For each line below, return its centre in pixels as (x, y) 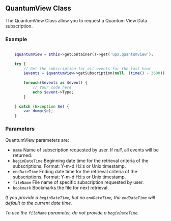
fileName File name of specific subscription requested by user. (78, 182)
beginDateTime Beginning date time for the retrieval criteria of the (80, 161)
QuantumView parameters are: (37, 140)
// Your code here (52, 88)
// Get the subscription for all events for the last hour (88, 69)
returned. (22, 155)
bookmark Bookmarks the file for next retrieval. (61, 187)
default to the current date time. (39, 203)
